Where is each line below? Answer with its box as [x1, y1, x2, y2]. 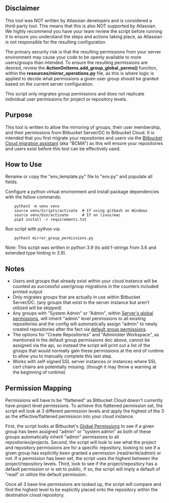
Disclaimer [5, 4, 40, 13]
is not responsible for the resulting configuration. [5, 39, 107, 45]
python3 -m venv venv [14, 204, 60, 209]
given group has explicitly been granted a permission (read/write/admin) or [5, 450, 161, 456]
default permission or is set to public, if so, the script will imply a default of [5, 466, 160, 472]
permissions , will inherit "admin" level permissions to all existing [12, 316, 146, 322]
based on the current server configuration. [5, 81, 94, 87]
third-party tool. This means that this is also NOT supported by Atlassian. [5, 23, 157, 29]
